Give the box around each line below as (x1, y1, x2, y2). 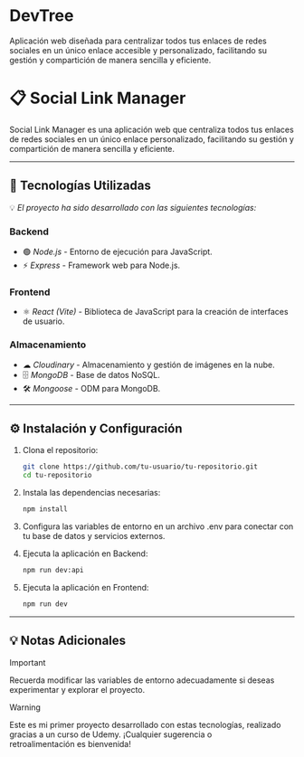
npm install (22, 505, 68, 514)
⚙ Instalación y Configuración (9, 421, 183, 436)
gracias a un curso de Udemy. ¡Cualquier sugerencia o (9, 729, 213, 740)
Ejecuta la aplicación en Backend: (22, 548, 148, 559)
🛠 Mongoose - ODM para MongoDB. (22, 383, 161, 393)
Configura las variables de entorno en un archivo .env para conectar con (22, 521, 294, 532)
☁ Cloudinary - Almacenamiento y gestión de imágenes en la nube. (22, 359, 275, 370)
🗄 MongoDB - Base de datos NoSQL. (22, 369, 160, 380)
